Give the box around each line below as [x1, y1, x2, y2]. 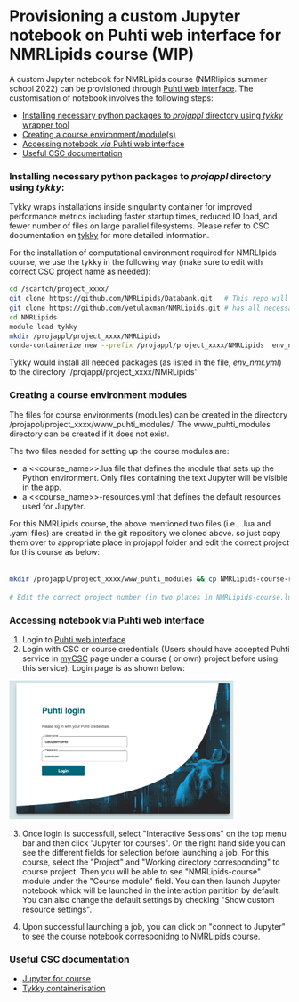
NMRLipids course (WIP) [9, 45, 195, 64]
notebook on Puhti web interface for [9, 25, 282, 46]
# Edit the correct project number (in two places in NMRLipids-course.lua [9, 593, 296, 602]
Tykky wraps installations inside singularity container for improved [9, 202, 252, 212]
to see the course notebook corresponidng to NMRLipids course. [21, 931, 261, 941]
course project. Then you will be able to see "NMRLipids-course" [21, 865, 262, 876]
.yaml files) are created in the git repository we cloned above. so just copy [9, 527, 281, 538]
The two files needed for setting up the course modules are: [9, 445, 230, 456]
